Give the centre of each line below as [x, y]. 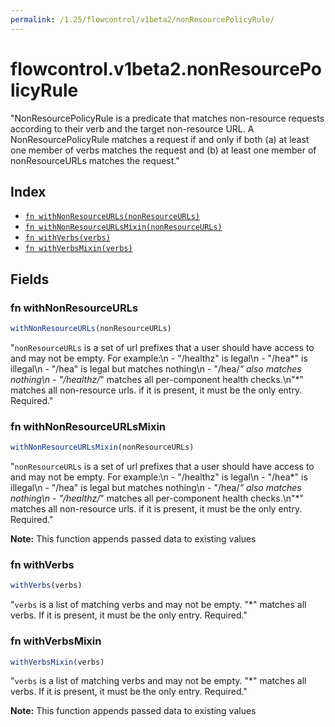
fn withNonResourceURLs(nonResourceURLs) [112, 217]
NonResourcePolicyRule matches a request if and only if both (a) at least [160, 139]
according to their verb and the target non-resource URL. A [132, 128]
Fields [30, 279]
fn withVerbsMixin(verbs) [78, 249]
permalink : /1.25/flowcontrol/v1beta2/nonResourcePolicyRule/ [142, 19]
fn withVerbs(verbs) [67, 238]
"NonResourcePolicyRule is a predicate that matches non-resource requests [167, 118]
